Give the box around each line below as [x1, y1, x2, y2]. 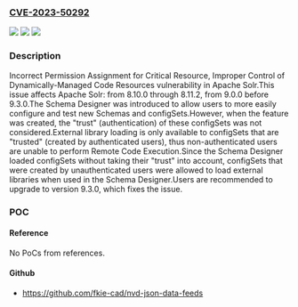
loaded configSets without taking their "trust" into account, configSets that [9, 155, 283, 166]
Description [9, 50, 61, 62]
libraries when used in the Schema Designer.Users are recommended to [9, 174, 273, 184]
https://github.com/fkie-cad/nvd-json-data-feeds [21, 287, 204, 298]
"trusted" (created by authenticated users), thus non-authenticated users [9, 136, 278, 147]
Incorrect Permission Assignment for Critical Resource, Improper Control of [9, 69, 286, 81]
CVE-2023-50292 [9, 6, 90, 19]
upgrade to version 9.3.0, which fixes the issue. [9, 183, 183, 194]
